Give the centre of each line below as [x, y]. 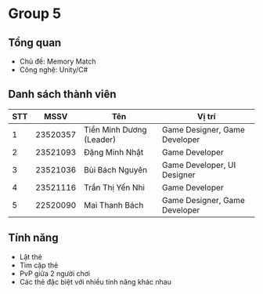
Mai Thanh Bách [113, 205]
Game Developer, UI [199, 165]
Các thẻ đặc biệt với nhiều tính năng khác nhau [95, 281]
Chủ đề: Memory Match [58, 61]
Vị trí [206, 116]
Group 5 [35, 14]
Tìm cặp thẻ [39, 265]
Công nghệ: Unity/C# [54, 70]
